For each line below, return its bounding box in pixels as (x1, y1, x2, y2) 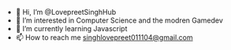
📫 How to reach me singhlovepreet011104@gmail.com (15, 33, 193, 42)
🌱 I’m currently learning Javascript (15, 24, 128, 33)
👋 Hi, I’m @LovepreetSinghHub (15, 8, 117, 16)
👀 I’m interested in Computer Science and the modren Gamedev (15, 16, 223, 25)
